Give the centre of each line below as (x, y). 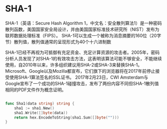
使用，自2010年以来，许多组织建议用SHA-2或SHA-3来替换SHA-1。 (74, 65)
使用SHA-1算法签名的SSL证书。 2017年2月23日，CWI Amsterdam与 (79, 77)
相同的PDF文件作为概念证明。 (36, 90)
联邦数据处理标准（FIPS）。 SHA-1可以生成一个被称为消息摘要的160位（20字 (83, 35)
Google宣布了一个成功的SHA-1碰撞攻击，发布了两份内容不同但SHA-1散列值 (82, 83)
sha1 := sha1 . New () (34, 108)
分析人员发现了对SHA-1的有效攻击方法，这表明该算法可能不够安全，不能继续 (83, 58)
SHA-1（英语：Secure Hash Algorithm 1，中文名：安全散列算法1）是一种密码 (83, 23)
